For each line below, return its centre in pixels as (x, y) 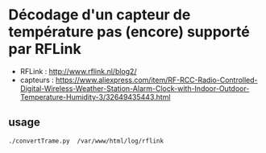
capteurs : (37, 80)
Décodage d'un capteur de (100, 15)
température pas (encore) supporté (129, 32)
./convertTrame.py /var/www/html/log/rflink (86, 141)
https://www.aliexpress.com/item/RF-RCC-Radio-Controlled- (156, 80)
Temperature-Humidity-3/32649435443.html (95, 97)
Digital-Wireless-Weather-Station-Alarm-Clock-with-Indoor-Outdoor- (135, 88)
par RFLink (45, 49)
